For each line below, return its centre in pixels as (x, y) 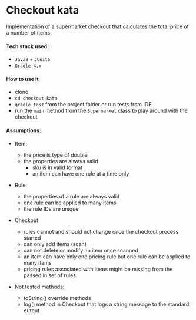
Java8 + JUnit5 (32, 59)
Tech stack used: (28, 46)
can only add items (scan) (55, 244)
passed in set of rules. (50, 275)
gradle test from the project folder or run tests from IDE (83, 105)
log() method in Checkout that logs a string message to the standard (106, 304)
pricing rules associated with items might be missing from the (98, 269)
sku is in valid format (57, 167)
